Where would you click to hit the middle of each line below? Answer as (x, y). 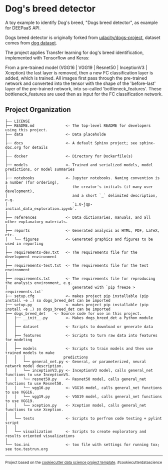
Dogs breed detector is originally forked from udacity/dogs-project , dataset (83, 37)
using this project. (27, 130)
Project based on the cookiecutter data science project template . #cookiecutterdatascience (84, 463)
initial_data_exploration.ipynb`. (41, 209)
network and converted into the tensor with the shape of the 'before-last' (80, 83)
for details (36, 147)
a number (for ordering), (32, 182)
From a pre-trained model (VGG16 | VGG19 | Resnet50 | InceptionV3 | (76, 67)
